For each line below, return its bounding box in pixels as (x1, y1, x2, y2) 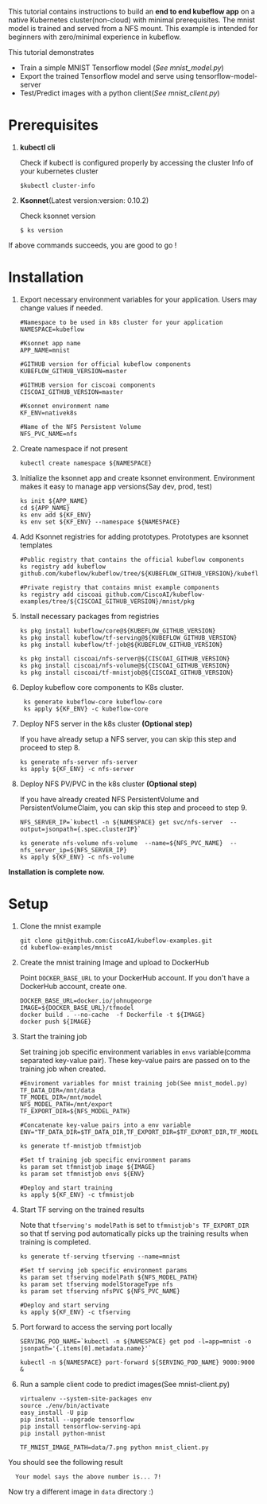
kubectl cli (19, 142, 56, 152)
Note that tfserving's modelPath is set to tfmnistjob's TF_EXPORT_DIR (19, 1220, 250, 1229)
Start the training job (19, 1031, 87, 1041)
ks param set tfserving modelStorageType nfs (19, 1280, 173, 1288)
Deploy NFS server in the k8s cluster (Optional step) (19, 719, 193, 728)
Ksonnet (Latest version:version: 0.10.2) (19, 195, 149, 205)
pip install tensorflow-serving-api (19, 1422, 141, 1431)
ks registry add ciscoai (19, 590, 103, 598)
